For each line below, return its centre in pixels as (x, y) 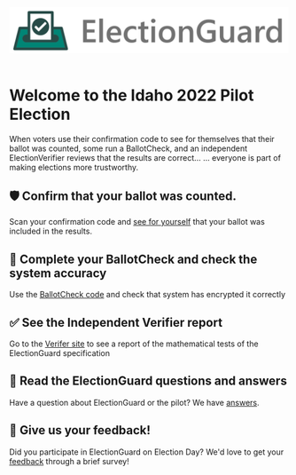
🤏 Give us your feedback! (80, 430)
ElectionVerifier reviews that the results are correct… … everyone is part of (145, 157)
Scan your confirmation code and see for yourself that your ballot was (137, 222)
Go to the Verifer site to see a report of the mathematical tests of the (134, 344)
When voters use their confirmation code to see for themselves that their (142, 139)
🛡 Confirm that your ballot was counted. (123, 197)
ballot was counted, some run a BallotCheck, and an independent (129, 148)
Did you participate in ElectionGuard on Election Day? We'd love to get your (147, 452)
